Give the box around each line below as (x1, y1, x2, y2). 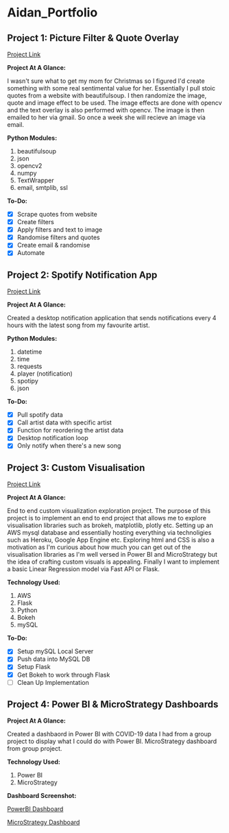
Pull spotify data (16, 411, 63, 419)
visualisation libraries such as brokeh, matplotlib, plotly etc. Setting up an (7, 521, 214, 529)
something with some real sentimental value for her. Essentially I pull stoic (7, 84, 216, 92)
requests (16, 362, 43, 371)
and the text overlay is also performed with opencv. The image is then (7, 106, 204, 114)
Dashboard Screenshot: (7, 792, 77, 800)
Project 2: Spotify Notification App (7, 269, 158, 280)
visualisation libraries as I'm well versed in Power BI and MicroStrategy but (7, 551, 217, 559)
